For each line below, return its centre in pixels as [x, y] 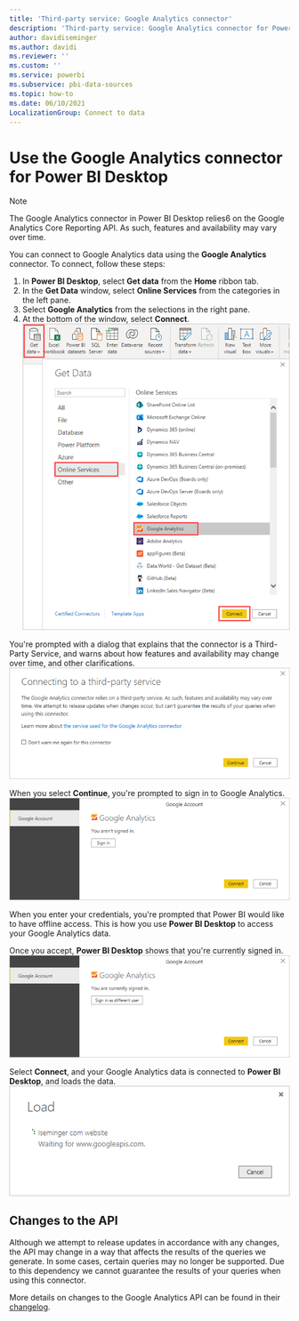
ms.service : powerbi [48, 76]
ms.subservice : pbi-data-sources [71, 85]
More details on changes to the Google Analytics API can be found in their [145, 1297]
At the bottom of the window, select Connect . [105, 319]
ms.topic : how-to [41, 93]
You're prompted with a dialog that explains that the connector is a [131, 644]
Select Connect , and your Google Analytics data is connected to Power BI [145, 1071]
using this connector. [48, 1280]
